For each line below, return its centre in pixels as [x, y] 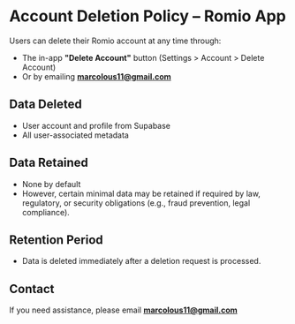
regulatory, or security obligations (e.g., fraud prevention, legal [136, 203]
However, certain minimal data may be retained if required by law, [141, 193]
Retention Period [56, 240]
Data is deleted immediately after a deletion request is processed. [141, 261]
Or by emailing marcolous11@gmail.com [97, 76]
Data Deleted [45, 105]
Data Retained [49, 163]
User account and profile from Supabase [96, 125]
